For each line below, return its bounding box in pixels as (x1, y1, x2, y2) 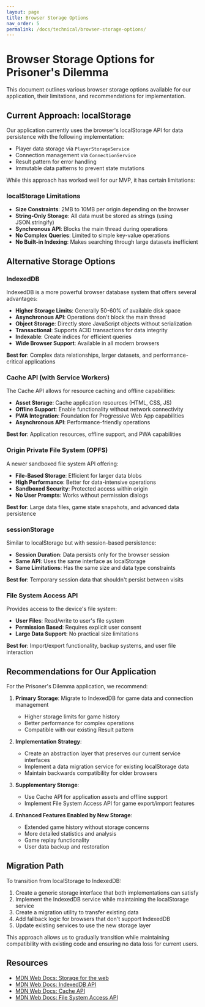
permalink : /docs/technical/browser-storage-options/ (6, 26, 147, 33)
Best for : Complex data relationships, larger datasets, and (6, 351, 152, 359)
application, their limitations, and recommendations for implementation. (6, 93, 186, 100)
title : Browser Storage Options (6, 15, 89, 21)
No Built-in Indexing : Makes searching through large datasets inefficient (15, 238, 198, 246)
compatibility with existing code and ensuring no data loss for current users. (6, 940, 199, 947)
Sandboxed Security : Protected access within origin (15, 484, 148, 492)
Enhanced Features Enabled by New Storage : (15, 811, 133, 818)
